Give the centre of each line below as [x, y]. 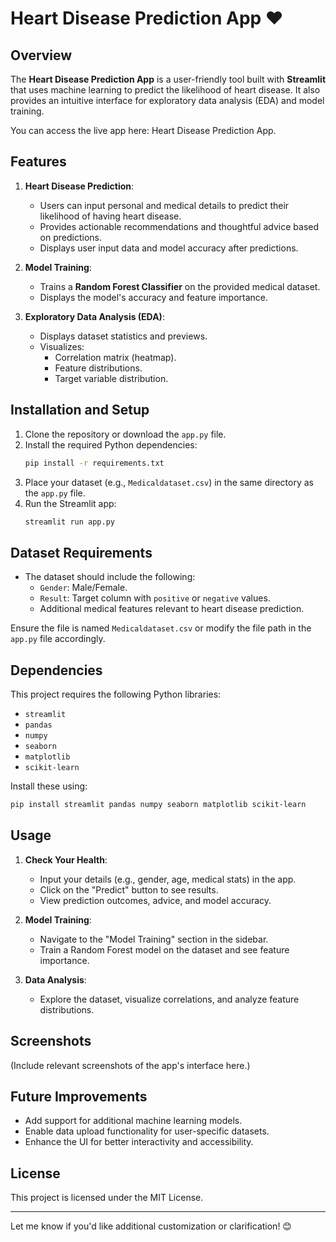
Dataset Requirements [81, 552]
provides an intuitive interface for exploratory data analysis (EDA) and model [167, 100]
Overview [41, 55]
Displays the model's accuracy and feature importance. [154, 297]
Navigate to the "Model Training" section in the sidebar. [154, 939]
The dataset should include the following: [110, 577]
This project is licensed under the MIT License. [107, 1198]
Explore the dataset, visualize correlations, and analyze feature [169, 999]
